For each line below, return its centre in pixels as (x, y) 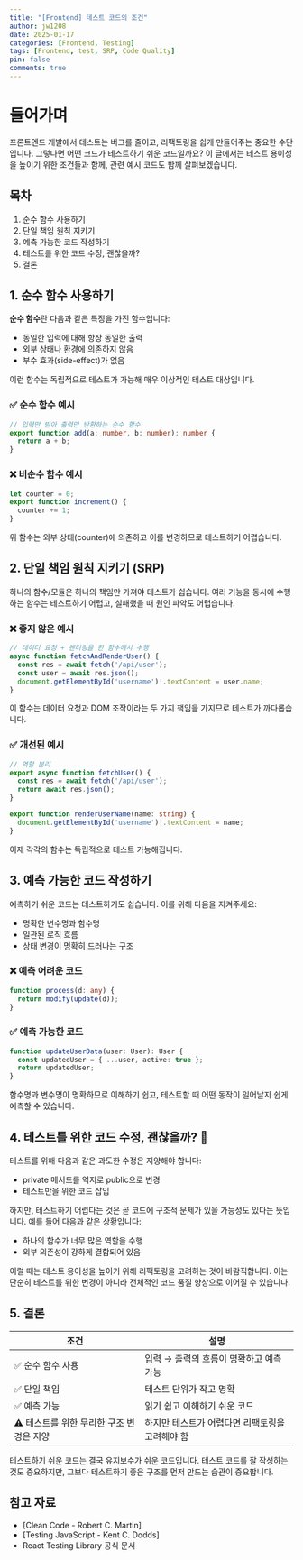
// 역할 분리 (30, 764)
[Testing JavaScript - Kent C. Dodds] (91, 1535)
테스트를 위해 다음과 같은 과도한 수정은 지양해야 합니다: (106, 1161)
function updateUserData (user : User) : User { (96, 1051)
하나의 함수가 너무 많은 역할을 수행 (83, 1241)
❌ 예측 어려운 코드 (46, 971)
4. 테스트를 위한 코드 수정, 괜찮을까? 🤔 (109, 1137)
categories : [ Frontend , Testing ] (72, 43)
